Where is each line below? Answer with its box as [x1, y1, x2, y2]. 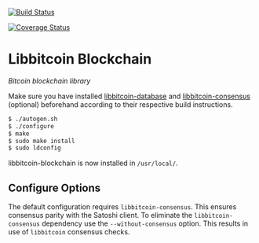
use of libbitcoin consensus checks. [8, 227, 130, 237]
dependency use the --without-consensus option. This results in [42, 219, 249, 228]
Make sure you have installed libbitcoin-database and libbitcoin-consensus [8, 91, 251, 101]
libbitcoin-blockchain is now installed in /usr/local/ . [8, 158, 178, 168]
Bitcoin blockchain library [8, 75, 91, 86]
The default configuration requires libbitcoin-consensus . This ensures [8, 202, 237, 212]
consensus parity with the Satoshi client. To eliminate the [8, 211, 193, 220]
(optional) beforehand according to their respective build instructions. [8, 99, 233, 109]
